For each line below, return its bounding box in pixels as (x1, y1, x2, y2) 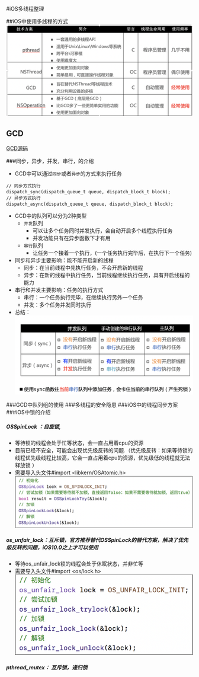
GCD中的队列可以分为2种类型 (14, 212, 87, 219)
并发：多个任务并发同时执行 (23, 301, 92, 308)
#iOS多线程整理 (6, 5, 44, 12)
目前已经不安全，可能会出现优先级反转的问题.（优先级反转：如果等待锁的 (14, 446, 193, 454)
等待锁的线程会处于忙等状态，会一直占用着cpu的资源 (14, 439, 144, 446)
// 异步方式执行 (6, 195, 41, 202)
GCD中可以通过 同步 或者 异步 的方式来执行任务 (14, 170, 123, 177)
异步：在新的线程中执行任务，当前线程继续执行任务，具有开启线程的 (23, 272, 190, 279)
